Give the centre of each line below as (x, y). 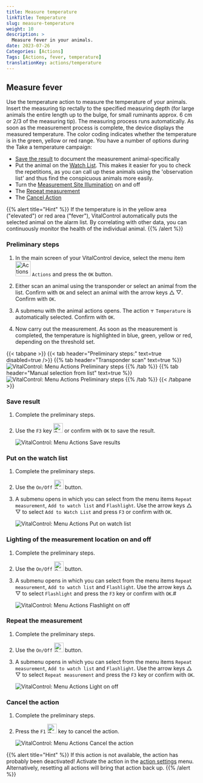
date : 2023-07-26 (28, 46)
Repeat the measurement (45, 621)
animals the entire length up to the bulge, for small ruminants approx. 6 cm (99, 115)
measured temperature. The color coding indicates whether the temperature (101, 134)
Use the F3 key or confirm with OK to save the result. (85, 430)
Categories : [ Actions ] (35, 52)
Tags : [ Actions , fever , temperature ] (54, 57)
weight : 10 (20, 29)
